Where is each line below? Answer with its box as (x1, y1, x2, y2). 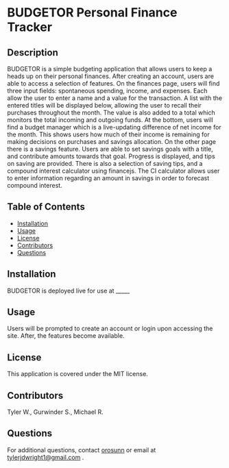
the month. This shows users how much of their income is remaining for (7, 130, 210, 138)
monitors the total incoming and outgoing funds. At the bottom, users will (7, 116, 214, 124)
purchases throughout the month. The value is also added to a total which (7, 108, 216, 116)
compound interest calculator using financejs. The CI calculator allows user (7, 167, 220, 175)
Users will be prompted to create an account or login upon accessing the (7, 324, 213, 333)
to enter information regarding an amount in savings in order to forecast (7, 174, 210, 182)
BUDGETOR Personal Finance (7, 5, 178, 21)
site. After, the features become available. (7, 332, 125, 340)
